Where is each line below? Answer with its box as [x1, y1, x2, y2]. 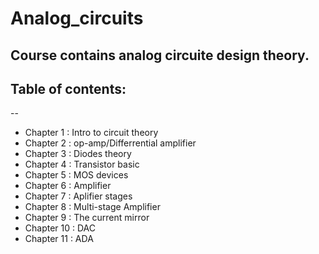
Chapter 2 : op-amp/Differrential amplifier [24, 137, 197, 149]
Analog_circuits [10, 7, 144, 30]
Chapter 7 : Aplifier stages [24, 190, 133, 202]
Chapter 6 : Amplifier [24, 180, 112, 192]
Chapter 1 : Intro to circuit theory [24, 127, 159, 139]
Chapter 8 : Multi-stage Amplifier [24, 201, 161, 213]
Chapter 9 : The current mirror [24, 212, 150, 224]
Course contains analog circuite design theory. [10, 47, 310, 64]
